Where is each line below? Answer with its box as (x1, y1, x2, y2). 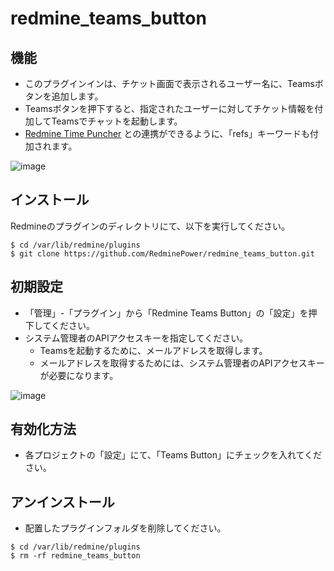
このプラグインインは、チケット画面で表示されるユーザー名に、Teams (24, 78, 315, 89)
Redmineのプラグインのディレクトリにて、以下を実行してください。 (10, 220, 291, 232)
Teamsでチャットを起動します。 (51, 115, 183, 127)
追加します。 (51, 90, 104, 102)
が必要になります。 (39, 369, 119, 381)
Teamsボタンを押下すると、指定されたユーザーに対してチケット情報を (24, 103, 315, 114)
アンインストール (10, 493, 115, 511)
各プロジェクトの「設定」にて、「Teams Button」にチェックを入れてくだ (24, 449, 323, 461)
